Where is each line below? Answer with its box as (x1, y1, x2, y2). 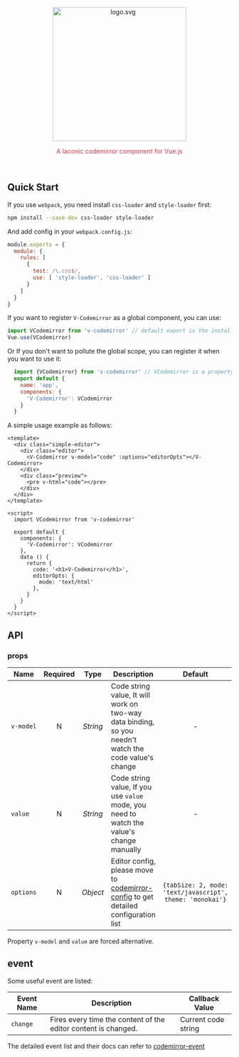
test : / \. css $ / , (33, 268, 81, 275)
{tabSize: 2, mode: (162, 881, 229, 889)
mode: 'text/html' (38, 578, 94, 586)
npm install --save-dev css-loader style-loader (7, 214, 154, 221)
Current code (180, 1014, 225, 1024)
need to (110, 809, 137, 818)
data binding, (110, 717, 155, 726)
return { (26, 560, 53, 567)
